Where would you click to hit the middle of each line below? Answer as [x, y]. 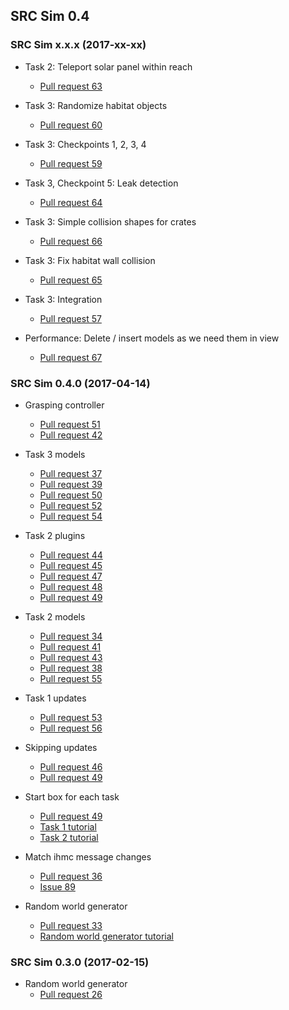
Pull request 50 [71, 495]
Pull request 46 [71, 766]
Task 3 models [55, 454]
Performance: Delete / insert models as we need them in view [152, 338]
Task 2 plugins [55, 535]
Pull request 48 [71, 586]
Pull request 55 [71, 678]
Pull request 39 [71, 484]
